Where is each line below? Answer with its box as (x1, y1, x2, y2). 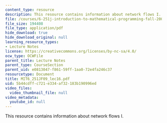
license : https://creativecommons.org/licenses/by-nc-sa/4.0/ (5, 49, 137, 54)
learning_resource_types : (5, 40, 59, 45)
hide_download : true (5, 30, 48, 35)
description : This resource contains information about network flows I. (5, 12, 162, 17)
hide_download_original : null (5, 35, 68, 40)
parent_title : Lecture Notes (5, 58, 66, 63)
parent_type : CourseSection (5, 62, 64, 67)
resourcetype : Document (5, 72, 55, 77)
